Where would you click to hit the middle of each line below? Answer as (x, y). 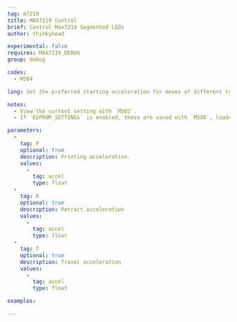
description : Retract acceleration (72, 209)
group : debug (26, 60)
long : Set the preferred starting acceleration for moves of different (115, 92)
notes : (17, 104)
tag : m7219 (23, 14)
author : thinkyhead (36, 34)
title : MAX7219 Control (42, 21)
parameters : (25, 131)
